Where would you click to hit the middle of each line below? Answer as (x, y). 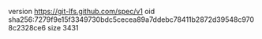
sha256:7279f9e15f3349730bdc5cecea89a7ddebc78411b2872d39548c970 (131, 19)
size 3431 (63, 28)
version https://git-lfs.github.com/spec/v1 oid (82, 11)
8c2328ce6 (27, 28)
